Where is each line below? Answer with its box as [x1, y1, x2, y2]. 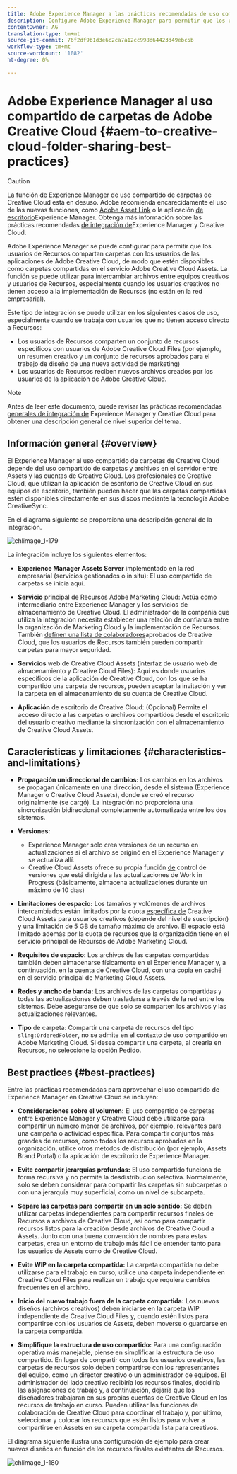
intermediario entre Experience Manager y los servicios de [17, 600, 188, 609]
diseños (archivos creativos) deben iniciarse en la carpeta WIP [17, 1304, 200, 1313]
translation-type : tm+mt [7, 30, 80, 38]
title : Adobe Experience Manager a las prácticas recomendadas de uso [7, 10, 219, 18]
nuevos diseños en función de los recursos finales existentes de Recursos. [7, 1445, 225, 1453]
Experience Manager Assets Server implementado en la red [17, 564, 195, 572]
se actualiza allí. [28, 856, 75, 864]
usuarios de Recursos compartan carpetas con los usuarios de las [7, 249, 200, 258]
